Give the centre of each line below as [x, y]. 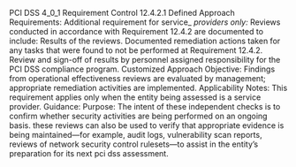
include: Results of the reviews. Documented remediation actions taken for [145, 41]
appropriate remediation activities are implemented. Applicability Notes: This [148, 88]
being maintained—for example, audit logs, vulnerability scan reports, [136, 135]
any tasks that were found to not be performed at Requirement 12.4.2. [136, 50]
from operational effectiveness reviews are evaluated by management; [138, 78]
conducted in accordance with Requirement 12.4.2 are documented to [136, 31]
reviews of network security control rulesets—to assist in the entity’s [134, 144]
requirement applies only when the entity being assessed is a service [135, 97]
